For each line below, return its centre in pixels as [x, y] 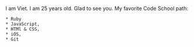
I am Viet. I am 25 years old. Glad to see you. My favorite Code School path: [97, 8]
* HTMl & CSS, [23, 29]
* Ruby [13, 19]
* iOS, [13, 34]
